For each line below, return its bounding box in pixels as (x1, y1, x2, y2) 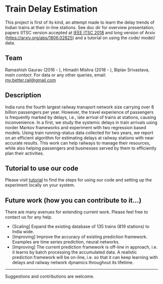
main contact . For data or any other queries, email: (5, 72, 107, 78)
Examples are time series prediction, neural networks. (12, 239, 120, 245)
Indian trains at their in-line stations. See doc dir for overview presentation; (5, 24, 155, 30)
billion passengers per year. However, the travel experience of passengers (5, 109, 154, 115)
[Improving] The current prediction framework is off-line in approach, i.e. (12, 244, 158, 250)
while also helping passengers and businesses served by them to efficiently (5, 145, 157, 151)
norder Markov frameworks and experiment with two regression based (5, 124, 147, 130)
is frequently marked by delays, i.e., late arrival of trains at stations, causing (5, 114, 156, 120)
